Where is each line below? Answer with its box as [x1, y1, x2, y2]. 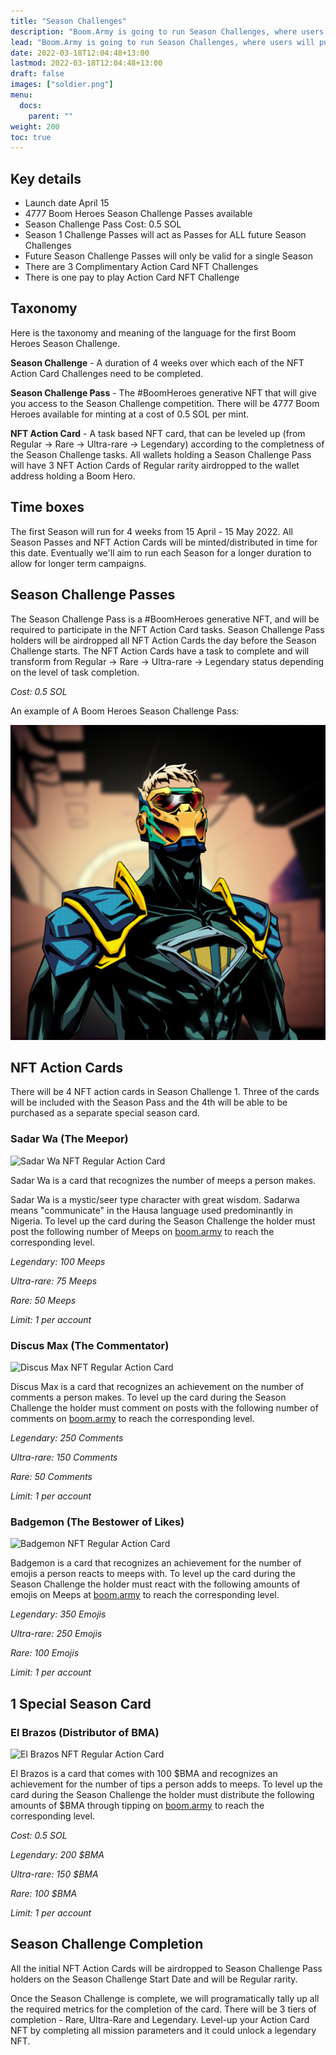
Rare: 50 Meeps [10, 1294, 77, 1306]
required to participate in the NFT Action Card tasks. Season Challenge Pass [10, 623, 325, 635]
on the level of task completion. [10, 666, 140, 678]
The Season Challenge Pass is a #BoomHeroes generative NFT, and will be [10, 613, 320, 625]
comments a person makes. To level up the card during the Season [10, 1391, 287, 1403]
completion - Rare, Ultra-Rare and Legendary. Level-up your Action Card [10, 2013, 310, 2025]
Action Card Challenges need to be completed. [10, 367, 204, 379]
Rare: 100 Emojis [10, 1647, 80, 1659]
